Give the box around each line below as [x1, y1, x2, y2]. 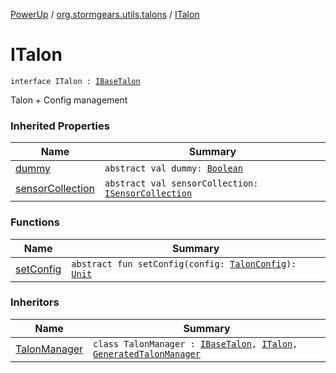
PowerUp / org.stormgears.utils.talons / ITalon [10, 9, 200, 20]
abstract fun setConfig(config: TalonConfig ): [71, 258, 297, 269]
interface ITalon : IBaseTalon [10, 76, 141, 86]
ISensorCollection [104, 188, 193, 199]
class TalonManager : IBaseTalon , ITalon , [93, 338, 298, 349]
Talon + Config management [10, 94, 128, 106]
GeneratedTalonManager [93, 348, 201, 359]
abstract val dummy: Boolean [104, 163, 243, 174]
